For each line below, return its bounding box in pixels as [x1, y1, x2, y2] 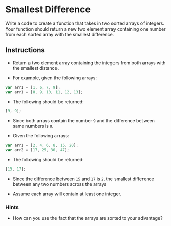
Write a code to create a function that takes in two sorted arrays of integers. [5, 20, 164, 26]
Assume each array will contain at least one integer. [12, 191, 121, 197]
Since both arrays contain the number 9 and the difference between [12, 118, 155, 124]
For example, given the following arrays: [12, 75, 97, 81]
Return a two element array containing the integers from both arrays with [12, 60, 166, 66]
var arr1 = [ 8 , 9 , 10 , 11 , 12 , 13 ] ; [5, 89, 83, 95]
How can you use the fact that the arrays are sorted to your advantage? [12, 215, 163, 221]
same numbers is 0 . [12, 123, 54, 129]
